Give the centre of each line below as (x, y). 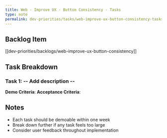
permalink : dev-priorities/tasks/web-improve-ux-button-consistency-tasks (84, 19)
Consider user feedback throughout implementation (65, 130)
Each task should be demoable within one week (61, 120)
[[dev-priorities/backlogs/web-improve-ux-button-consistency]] (71, 51)
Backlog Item (26, 39)
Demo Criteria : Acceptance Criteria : (43, 92)
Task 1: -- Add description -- (40, 81)
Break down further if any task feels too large (59, 125)
